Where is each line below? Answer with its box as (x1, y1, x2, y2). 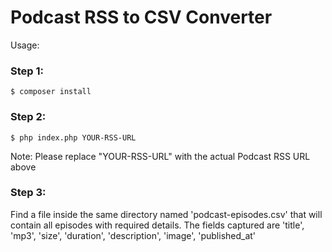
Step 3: (10, 186, 47, 200)
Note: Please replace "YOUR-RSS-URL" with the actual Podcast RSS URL (10, 150, 311, 162)
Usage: (10, 39, 40, 51)
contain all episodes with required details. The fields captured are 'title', (10, 219, 305, 231)
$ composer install (10, 87, 92, 97)
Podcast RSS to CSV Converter (10, 6, 273, 29)
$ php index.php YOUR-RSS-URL (10, 132, 137, 143)
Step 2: (10, 110, 47, 124)
